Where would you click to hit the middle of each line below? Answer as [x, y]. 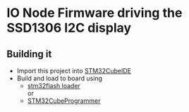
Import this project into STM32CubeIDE [74, 71]
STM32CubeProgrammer [64, 101]
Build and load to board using [60, 78]
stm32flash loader [54, 86]
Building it [29, 54]
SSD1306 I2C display [69, 28]
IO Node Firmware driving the [94, 13]
